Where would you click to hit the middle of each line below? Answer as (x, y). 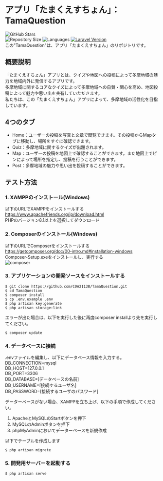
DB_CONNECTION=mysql (31, 363)
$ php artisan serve (26, 474)
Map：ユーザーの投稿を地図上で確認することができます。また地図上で (82, 153)
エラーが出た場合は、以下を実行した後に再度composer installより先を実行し (81, 317)
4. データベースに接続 (30, 346)
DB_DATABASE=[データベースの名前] (42, 379)
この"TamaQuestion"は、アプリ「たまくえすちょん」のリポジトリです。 (77, 45)
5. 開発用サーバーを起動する (38, 463)
